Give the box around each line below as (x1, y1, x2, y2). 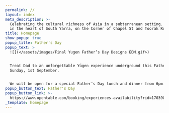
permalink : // (5, 7, 35, 13)
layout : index (5, 12, 35, 17)
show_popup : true (5, 36, 42, 41)
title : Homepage (5, 31, 39, 36)
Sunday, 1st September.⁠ (10, 68, 59, 73)
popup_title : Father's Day (5, 40, 62, 45)
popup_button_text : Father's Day (5, 86, 75, 91)
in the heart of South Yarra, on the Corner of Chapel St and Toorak (10, 26, 158, 31)
